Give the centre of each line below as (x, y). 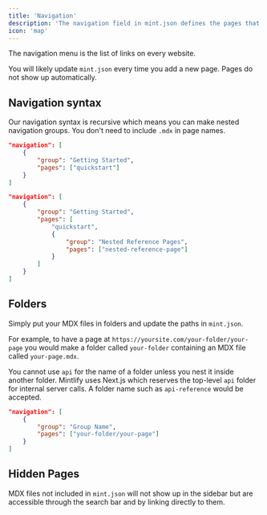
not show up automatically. (53, 78)
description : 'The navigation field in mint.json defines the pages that (134, 23)
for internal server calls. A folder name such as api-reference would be (126, 388)
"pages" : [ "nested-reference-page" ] (127, 249)
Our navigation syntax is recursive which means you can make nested (124, 122)
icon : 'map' (28, 30)
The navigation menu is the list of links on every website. (102, 54)
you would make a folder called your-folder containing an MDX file (135, 347)
